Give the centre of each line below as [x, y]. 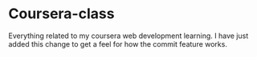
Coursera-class [61, 14]
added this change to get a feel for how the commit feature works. [118, 44]
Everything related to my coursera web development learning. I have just [128, 36]
